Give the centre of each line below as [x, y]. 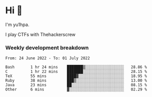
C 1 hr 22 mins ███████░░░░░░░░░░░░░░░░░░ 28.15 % [76, 72]
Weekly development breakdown [47, 47]
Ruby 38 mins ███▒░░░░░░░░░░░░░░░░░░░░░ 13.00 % [76, 81]
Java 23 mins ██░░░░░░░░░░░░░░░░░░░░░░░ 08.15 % [76, 85]
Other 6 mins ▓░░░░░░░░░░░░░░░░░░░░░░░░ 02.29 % [76, 90]
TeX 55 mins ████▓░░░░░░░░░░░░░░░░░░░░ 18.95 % [76, 76]
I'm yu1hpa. [17, 25]
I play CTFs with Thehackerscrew [40, 34]
